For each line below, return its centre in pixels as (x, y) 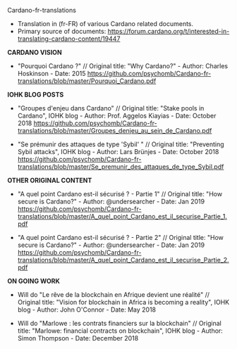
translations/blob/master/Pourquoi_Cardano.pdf (87, 81)
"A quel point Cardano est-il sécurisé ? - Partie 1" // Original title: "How (120, 194)
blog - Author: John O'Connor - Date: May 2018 (87, 310)
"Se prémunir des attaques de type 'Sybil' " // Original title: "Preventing (121, 144)
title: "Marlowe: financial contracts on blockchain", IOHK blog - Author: (120, 331)
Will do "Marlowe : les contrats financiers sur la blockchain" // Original (120, 323)
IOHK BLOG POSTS (36, 95)
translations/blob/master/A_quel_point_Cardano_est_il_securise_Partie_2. (123, 260)
